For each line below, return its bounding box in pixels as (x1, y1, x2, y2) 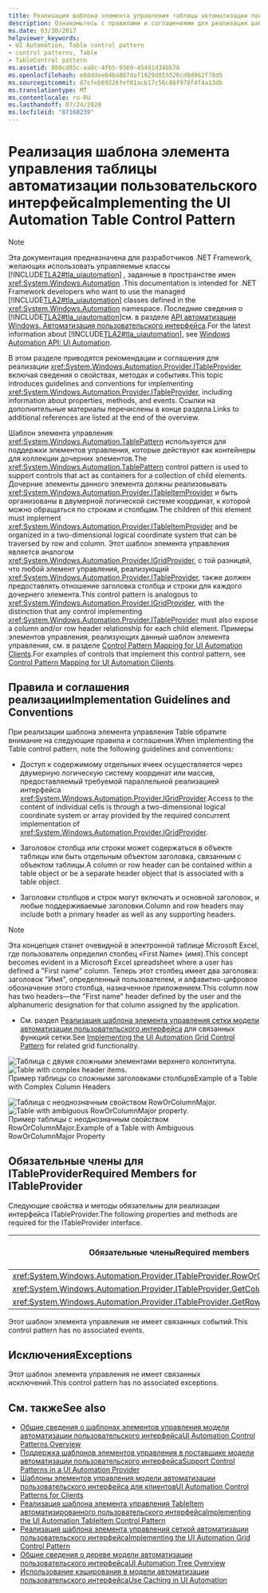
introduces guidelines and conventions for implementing (8, 378, 194, 388)
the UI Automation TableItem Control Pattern (19, 1516, 166, 1526)
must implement (8, 513, 61, 522)
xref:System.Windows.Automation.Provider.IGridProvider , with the (8, 597, 225, 608)
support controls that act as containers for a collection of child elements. (8, 470, 247, 480)
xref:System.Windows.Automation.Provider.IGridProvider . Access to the (19, 793, 254, 803)
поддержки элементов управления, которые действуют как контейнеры (8, 445, 256, 454)
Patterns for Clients (19, 1491, 84, 1500)
